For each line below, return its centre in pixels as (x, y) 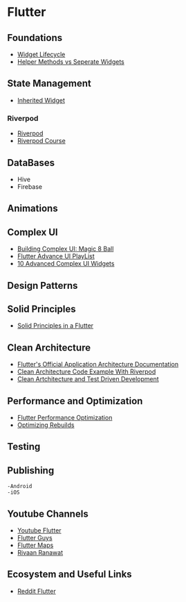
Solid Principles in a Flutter (55, 326)
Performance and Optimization (75, 401)
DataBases (31, 163)
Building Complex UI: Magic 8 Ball (65, 249)
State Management (49, 84)
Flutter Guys (35, 537)
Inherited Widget (41, 100)
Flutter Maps (35, 545)
